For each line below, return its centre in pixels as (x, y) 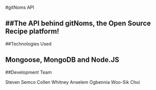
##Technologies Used (29, 43)
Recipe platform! (32, 31)
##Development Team (29, 72)
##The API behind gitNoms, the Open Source (78, 23)
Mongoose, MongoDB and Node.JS (62, 60)
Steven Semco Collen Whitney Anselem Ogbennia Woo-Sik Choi (73, 82)
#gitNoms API (20, 7)
